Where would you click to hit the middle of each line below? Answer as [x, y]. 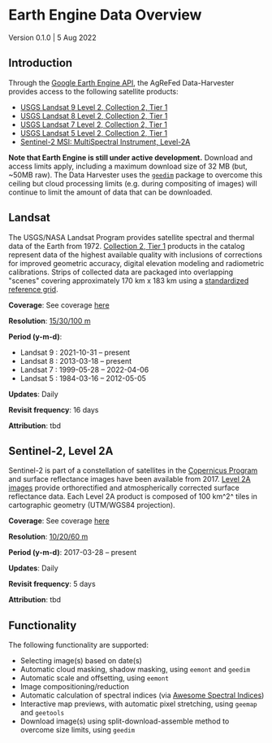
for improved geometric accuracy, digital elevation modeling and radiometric [136, 263]
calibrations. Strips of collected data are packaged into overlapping [121, 272]
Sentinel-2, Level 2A [61, 450]
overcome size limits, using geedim [78, 730]
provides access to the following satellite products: [93, 91]
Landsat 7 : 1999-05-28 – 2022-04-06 [84, 369]
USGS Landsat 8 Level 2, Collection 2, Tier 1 [94, 116]
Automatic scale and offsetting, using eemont [94, 678]
